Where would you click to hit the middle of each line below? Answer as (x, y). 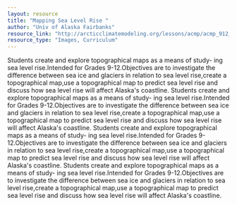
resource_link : (30, 34)
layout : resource (33, 14)
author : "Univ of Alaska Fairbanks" (61, 27)
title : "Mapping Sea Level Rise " (58, 20)
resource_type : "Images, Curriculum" (63, 40)
